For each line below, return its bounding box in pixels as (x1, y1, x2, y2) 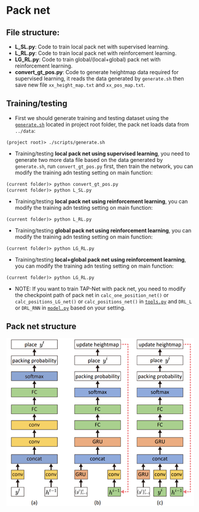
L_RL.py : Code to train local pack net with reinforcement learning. (14, 50, 177, 57)
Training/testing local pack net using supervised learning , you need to (14, 150, 190, 157)
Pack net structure (6, 321, 77, 332)
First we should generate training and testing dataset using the (14, 114, 169, 121)
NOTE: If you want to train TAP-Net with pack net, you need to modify (14, 285, 186, 292)
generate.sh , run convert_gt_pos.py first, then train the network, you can (14, 163, 194, 170)
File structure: (6, 27, 60, 38)
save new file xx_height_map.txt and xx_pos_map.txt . (14, 81, 145, 88)
